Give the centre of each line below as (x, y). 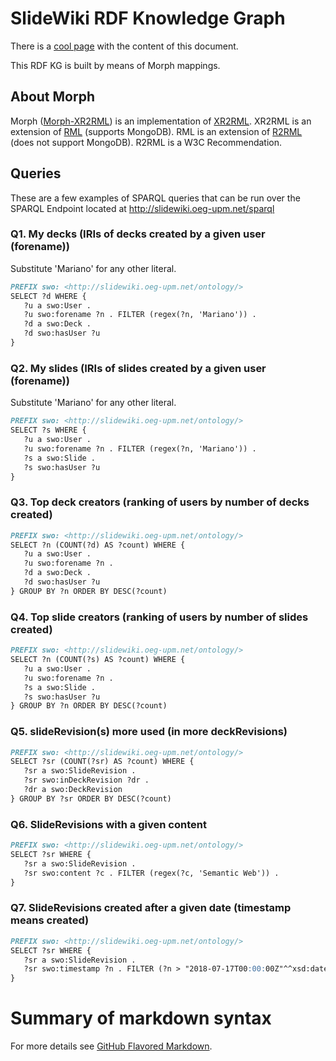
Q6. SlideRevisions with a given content (108, 824)
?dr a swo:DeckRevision (73, 790)
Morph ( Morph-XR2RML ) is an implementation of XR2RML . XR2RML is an (161, 121)
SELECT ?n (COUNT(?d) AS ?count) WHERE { (98, 545)
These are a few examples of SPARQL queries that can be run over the (155, 198)
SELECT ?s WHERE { (48, 430)
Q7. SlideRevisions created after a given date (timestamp (151, 908)
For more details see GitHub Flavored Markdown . (111, 1046)
